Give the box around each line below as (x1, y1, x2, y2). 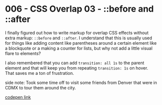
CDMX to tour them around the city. (5, 85, 76, 90)
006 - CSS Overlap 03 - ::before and (5, 3, 154, 15)
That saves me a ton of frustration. (5, 70, 74, 76)
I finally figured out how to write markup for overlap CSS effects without (5, 30, 149, 35)
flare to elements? (5, 50, 41, 56)
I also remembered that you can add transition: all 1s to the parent (5, 60, 145, 66)
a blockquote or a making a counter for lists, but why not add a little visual (5, 45, 153, 51)
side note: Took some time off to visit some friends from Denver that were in (5, 79, 157, 86)
